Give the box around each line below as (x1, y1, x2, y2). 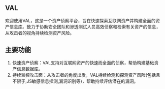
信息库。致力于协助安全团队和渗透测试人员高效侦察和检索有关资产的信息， (9, 24, 161, 30)
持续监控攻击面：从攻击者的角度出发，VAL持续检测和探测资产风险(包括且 (12, 72, 161, 78)
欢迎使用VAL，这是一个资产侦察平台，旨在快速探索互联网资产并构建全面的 (5, 17, 156, 24)
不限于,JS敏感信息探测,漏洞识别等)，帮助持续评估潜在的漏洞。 (12, 78, 138, 84)
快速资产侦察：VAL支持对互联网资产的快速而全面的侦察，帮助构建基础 (12, 59, 155, 65)
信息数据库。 (16, 66, 43, 72)
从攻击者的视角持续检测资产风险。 (5, 30, 74, 36)
